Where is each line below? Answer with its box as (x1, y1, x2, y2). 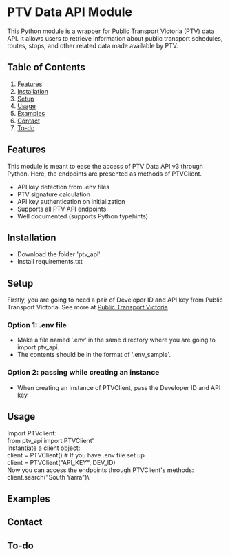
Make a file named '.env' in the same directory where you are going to (17, 336, 216, 344)
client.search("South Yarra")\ (7, 473, 90, 481)
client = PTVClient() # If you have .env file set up (7, 451, 145, 459)
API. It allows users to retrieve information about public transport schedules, (7, 34, 223, 42)
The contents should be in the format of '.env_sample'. (17, 351, 171, 359)
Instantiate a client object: (7, 444, 81, 452)
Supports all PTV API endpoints (17, 205, 107, 213)
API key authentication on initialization (17, 197, 125, 205)
